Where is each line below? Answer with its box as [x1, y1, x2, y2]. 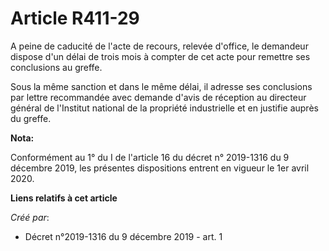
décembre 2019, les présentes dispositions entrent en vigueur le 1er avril [10, 162, 310, 174]
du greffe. [10, 112, 52, 124]
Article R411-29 [10, 7, 140, 30]
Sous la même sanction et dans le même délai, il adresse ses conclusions [10, 80, 313, 92]
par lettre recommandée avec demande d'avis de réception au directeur [10, 91, 307, 103]
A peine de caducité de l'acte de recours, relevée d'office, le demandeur [10, 40, 309, 52]
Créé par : [10, 211, 50, 223]
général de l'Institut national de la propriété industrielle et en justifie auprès [10, 102, 319, 114]
